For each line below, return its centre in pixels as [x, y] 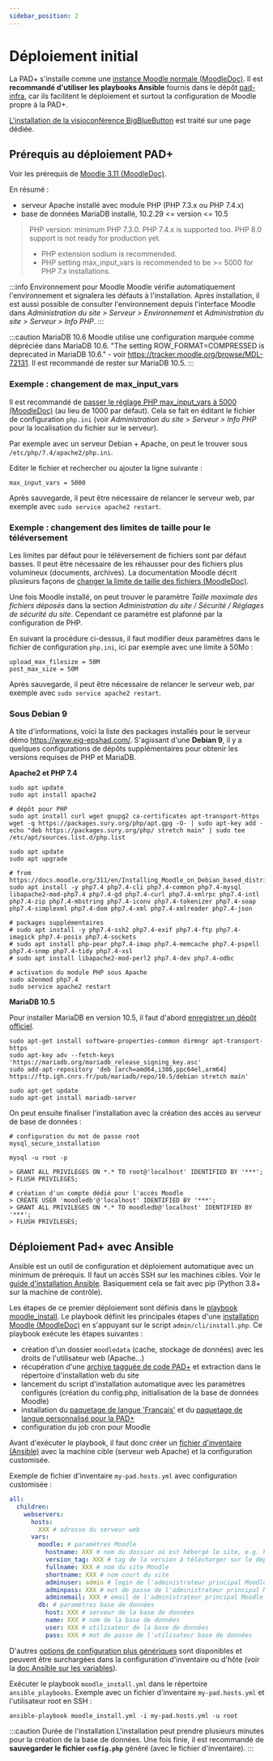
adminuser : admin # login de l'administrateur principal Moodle [156, 1582]
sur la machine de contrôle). [56, 1293]
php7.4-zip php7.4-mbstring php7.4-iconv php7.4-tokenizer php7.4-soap [132, 902]
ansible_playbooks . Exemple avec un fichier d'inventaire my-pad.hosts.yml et [137, 1692]
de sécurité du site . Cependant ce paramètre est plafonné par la [116, 614]
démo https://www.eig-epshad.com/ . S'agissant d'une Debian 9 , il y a [126, 740]
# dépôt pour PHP [38, 809]
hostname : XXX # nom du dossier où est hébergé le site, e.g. [152, 1552]
